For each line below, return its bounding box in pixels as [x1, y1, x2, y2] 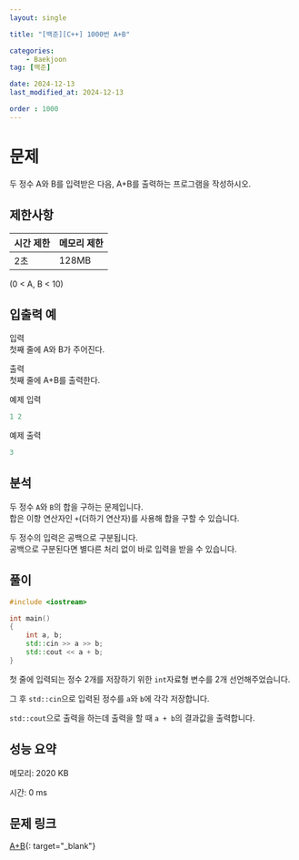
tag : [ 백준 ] [9, 63, 52, 73]
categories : [9, 46, 55, 56]
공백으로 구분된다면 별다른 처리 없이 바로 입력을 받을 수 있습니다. [9, 543, 238, 554]
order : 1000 [9, 105, 59, 114]
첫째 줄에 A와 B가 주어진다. [9, 344, 105, 355]
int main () [9, 613, 51, 623]
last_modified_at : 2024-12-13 [9, 88, 125, 97]
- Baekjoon [25, 55, 67, 64]
